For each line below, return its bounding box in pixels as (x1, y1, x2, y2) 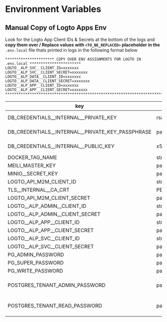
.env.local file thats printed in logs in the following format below (5, 47, 138, 53)
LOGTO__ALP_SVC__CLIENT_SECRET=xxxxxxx (5, 70, 88, 75)
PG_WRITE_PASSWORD (7, 268, 64, 274)
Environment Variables (5, 3, 101, 15)
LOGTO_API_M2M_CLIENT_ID (7, 178, 77, 185)
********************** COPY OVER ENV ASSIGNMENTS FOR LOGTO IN (5, 57, 141, 62)
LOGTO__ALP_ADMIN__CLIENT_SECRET (7, 211, 101, 217)
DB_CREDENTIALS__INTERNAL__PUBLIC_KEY (7, 143, 115, 150)
